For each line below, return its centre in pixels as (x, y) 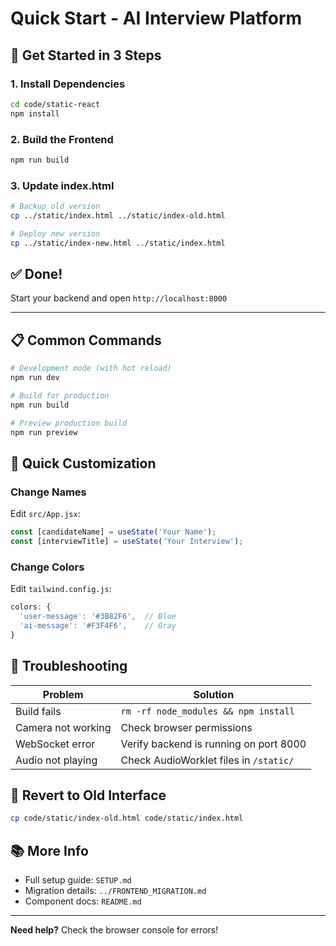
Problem (63, 694)
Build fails (38, 711)
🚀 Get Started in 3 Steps (86, 55)
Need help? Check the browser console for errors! (114, 930)
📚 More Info (49, 850)
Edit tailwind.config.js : (61, 589)
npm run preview (44, 432)
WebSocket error (55, 744)
